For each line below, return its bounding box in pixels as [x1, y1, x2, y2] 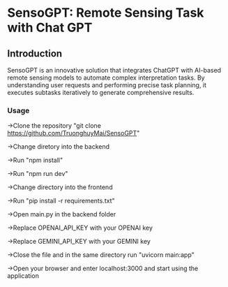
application [7, 272, 40, 280]
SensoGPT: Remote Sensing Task [7, 5, 204, 21]
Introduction [7, 47, 63, 59]
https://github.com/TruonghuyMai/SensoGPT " [7, 129, 140, 138]
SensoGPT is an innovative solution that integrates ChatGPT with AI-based [7, 66, 222, 74]
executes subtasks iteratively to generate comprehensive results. [7, 89, 195, 96]
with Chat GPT [7, 20, 93, 36]
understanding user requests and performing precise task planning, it [7, 81, 207, 89]
